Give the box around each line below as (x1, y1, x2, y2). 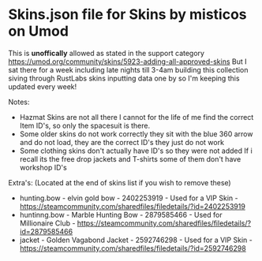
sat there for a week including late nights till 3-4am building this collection (8, 65, 249, 74)
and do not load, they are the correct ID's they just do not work (19, 137, 225, 147)
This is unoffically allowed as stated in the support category (8, 48, 205, 58)
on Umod (8, 22, 69, 40)
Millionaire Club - (19, 218, 76, 228)
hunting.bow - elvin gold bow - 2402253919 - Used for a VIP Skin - (19, 193, 238, 203)
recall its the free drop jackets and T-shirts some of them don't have (19, 154, 241, 163)
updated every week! (8, 81, 77, 91)
